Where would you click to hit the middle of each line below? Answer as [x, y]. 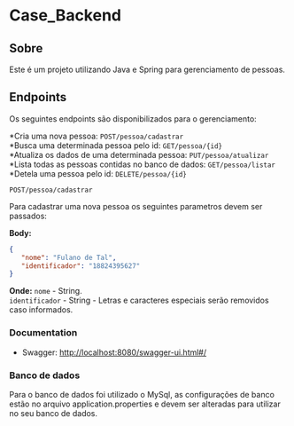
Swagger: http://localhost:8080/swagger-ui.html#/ [114, 352]
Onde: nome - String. [46, 291]
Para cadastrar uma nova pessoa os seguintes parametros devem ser [136, 206]
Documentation [43, 333]
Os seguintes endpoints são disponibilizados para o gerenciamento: [133, 118]
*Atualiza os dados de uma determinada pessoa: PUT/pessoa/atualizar [139, 154]
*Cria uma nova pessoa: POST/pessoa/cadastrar [97, 136]
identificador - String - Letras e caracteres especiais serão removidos [139, 300]
